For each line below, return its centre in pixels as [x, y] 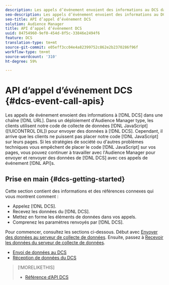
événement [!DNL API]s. [30, 163]
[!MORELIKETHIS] [36, 267]
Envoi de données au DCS [39, 252]
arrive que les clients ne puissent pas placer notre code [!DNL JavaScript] [82, 137]
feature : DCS [19, 38]
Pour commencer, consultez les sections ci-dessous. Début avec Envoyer [81, 232]
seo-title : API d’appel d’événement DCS [48, 19]
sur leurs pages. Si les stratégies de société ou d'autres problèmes [74, 142]
